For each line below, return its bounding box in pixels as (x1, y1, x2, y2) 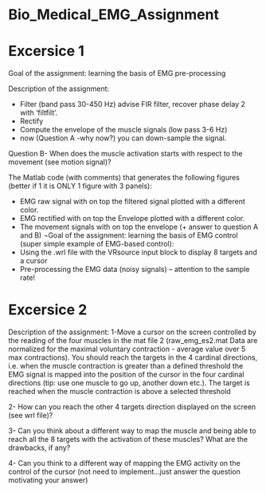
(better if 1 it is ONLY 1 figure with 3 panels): (8, 181, 153, 191)
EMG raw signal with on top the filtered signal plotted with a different (19, 197, 245, 207)
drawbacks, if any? (8, 443, 71, 452)
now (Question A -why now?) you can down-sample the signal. (19, 133, 227, 143)
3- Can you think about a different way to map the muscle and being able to (8, 426, 256, 436)
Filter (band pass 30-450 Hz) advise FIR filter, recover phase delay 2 (19, 100, 245, 109)
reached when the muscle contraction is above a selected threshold (8, 387, 231, 396)
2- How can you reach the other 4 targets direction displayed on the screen (8, 402, 256, 412)
